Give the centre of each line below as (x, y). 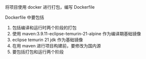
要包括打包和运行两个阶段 (38, 52)
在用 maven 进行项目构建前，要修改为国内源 (56, 46)
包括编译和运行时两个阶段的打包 (44, 28)
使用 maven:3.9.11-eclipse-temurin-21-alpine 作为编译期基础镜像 (76, 34)
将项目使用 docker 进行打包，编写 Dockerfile (50, 7)
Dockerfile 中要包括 (25, 17)
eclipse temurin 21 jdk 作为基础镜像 (47, 40)
